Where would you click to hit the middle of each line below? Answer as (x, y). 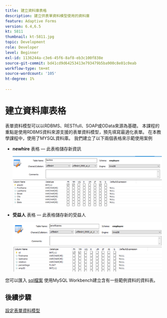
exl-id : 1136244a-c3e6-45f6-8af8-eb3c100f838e (54, 58)
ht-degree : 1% (20, 79)
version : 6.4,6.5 (23, 26)
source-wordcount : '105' (31, 74)
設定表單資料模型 (23, 310)
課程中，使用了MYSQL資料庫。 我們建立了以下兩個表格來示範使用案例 (81, 138)
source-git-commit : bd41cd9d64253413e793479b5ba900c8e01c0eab (71, 63)
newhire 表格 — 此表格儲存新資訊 (47, 149)
